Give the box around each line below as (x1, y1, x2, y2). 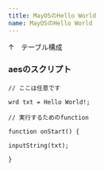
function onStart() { (8, 127, 80, 136)
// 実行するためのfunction (8, 113, 89, 121)
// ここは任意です (8, 84, 61, 92)
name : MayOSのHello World (8, 19, 93, 27)
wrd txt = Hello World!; (8, 97, 91, 106)
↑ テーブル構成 (8, 42, 63, 52)
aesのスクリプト (8, 64, 71, 75)
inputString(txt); (8, 141, 69, 149)
